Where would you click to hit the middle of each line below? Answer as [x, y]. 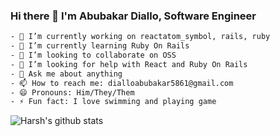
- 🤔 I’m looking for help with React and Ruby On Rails [129, 64]
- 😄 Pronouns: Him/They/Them [72, 92]
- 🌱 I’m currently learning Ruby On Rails [100, 46]
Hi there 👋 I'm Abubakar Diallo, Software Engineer [133, 16]
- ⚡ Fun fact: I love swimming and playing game [113, 102]
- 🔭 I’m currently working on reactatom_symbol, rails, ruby [140, 37]
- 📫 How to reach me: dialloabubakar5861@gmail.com [122, 83]
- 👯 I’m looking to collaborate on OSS [93, 55]
